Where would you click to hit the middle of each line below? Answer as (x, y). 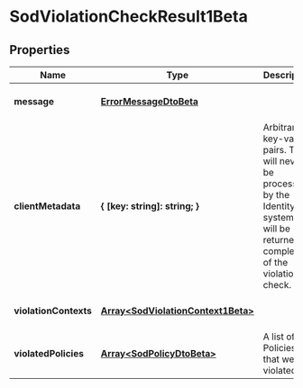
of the (275, 262)
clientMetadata (47, 206)
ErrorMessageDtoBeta (149, 101)
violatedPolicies (49, 353)
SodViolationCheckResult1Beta (129, 17)
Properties (40, 50)
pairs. (275, 150)
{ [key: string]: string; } (150, 206)
